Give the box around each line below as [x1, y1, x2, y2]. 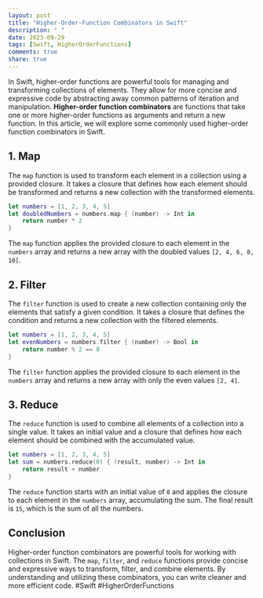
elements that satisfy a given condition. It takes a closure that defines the [8, 307, 245, 317]
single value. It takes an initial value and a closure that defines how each [8, 427, 242, 437]
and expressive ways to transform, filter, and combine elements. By [8, 563, 226, 574]
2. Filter [8, 278, 47, 292]
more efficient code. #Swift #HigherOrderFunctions [8, 581, 174, 590]
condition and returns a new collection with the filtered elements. [8, 316, 218, 325]
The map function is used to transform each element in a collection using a [8, 171, 247, 180]
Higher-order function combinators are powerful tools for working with [8, 547, 237, 556]
